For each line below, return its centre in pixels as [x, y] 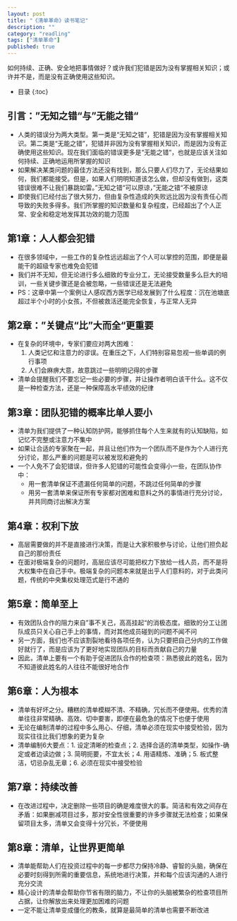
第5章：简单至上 [43, 604]
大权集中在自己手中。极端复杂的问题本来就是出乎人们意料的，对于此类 [120, 571]
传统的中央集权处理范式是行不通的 [79, 580]
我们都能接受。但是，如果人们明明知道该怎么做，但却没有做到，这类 [129, 178]
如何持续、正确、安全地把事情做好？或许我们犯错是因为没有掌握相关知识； [115, 68]
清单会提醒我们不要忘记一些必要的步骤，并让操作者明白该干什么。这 [116, 379]
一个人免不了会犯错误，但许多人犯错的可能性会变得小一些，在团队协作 [120, 466]
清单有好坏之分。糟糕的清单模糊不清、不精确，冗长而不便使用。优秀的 [120, 709]
